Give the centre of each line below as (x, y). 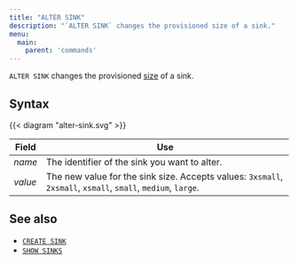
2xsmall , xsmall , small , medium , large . (122, 188)
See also (33, 219)
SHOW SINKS (42, 251)
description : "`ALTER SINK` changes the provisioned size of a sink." (142, 26)
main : (27, 42)
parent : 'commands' (61, 51)
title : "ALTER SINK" (47, 17)
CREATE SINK (44, 241)
